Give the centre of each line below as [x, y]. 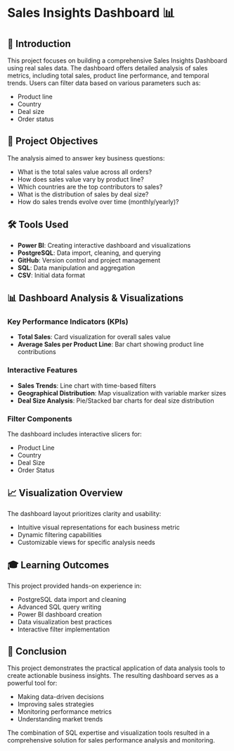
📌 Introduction [39, 43]
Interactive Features [43, 370]
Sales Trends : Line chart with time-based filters [87, 385]
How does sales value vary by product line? [80, 179]
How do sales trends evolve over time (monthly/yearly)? [98, 201]
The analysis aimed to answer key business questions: [86, 158]
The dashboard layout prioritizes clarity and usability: [84, 513]
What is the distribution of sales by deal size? [83, 194]
